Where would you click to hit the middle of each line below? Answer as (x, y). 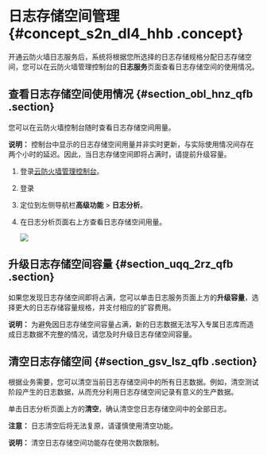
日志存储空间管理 (64, 16)
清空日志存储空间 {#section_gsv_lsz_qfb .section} (133, 362)
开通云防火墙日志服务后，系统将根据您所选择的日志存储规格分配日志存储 (126, 56)
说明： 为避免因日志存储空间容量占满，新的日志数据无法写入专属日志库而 (128, 324)
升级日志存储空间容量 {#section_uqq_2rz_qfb (121, 264)
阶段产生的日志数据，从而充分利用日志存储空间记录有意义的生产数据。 (123, 392)
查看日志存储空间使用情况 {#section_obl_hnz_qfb (131, 94)
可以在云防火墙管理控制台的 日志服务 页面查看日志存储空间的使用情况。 (144, 66)
